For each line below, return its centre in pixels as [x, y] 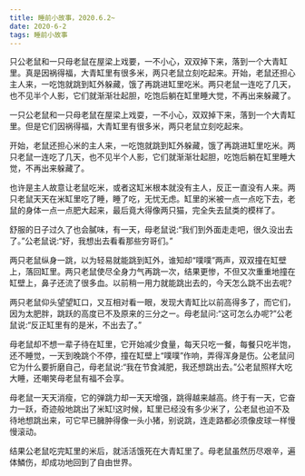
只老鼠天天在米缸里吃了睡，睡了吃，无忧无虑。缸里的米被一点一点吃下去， [148, 199]
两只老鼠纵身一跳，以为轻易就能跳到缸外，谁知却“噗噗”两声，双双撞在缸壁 [148, 261]
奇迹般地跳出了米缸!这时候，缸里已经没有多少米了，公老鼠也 [153, 409]
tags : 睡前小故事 [39, 35]
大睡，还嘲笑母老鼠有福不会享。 [69, 379]
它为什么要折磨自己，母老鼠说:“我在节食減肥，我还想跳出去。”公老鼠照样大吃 [151, 367]
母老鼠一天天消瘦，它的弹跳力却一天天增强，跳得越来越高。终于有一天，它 [148, 398]
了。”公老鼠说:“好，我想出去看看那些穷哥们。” [91, 241]
